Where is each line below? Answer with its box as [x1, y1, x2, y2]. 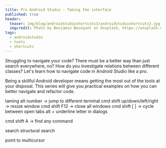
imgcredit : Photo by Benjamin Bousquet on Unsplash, [9, 26, 121, 31]
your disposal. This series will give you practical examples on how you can [5, 83, 157, 89]
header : [5, 16, 21, 21]
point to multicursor [5, 137, 45, 143]
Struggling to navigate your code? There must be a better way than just [5, 57, 150, 63]
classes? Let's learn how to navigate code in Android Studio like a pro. [5, 68, 148, 74]
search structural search [5, 127, 55, 134]
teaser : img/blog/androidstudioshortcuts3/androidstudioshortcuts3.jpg [9, 21, 161, 26]
